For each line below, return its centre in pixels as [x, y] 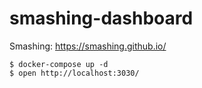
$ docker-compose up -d [59, 64]
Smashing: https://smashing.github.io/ [88, 46]
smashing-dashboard [101, 18]
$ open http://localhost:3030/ [74, 73]
